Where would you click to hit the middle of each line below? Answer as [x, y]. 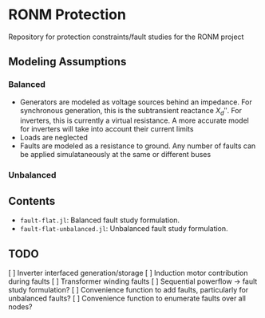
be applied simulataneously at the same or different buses [115, 155]
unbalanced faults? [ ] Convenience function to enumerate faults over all [127, 298]
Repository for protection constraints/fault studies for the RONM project [126, 37]
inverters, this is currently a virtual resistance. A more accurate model [134, 120]
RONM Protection [67, 15]
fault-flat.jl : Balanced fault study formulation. [100, 220]
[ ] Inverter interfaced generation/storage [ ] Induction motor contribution [129, 273]
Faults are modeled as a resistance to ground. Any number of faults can [138, 146]
